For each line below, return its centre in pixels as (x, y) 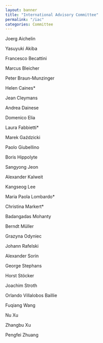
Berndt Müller (20, 226)
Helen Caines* (20, 88)
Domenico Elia (20, 118)
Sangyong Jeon (22, 167)
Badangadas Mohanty (28, 217)
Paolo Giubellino (22, 147)
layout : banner (21, 10)
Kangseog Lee (20, 187)
